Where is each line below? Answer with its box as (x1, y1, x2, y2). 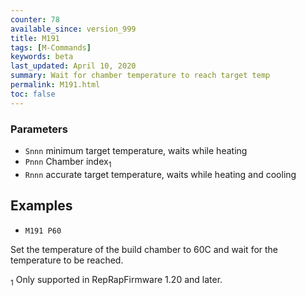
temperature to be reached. (10, 254, 124, 266)
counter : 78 (10, 14, 60, 25)
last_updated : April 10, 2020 (10, 61, 137, 71)
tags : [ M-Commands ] (10, 42, 92, 53)
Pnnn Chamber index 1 (24, 155, 112, 170)
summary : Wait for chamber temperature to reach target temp (10, 71, 271, 81)
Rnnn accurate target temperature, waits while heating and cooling (24, 168, 297, 180)
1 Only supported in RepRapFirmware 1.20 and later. (10, 273, 223, 288)
